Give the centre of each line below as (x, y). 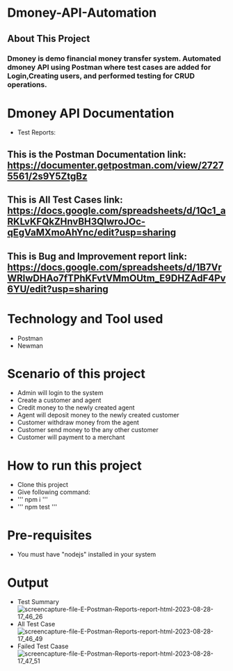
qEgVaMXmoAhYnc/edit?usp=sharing (92, 232)
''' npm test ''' (37, 507)
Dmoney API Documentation (91, 113)
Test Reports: (37, 132)
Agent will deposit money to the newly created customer (98, 415)
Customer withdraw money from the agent (78, 422)
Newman (30, 346)
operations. (27, 84)
